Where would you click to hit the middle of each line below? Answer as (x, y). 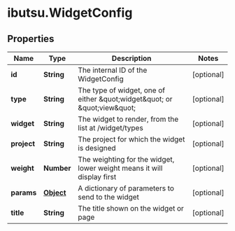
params (24, 192)
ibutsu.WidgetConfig (70, 13)
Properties (31, 39)
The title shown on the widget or (131, 208)
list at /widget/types (111, 128)
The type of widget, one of (122, 90)
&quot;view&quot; (107, 108)
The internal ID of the (113, 70)
